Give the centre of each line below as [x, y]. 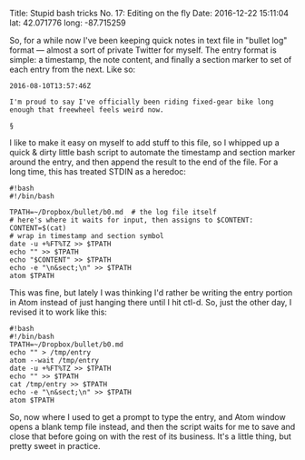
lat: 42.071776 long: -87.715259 [68, 23]
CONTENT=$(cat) [38, 228]
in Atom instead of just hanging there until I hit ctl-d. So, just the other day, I [151, 302]
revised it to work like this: [58, 312]
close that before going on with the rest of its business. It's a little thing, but [151, 436]
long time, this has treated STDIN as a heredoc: [98, 171]
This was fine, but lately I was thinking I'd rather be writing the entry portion [151, 293]
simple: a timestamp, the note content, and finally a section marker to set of [151, 60]
